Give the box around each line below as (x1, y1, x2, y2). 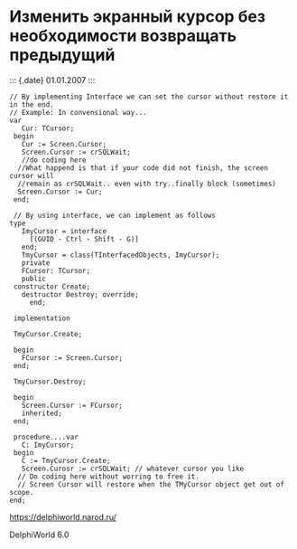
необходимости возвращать (9, 25, 237, 46)
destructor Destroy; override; (21, 289, 140, 299)
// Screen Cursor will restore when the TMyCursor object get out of (17, 479, 284, 489)
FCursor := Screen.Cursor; (21, 353, 124, 363)
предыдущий (9, 45, 116, 65)
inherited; (21, 409, 63, 418)
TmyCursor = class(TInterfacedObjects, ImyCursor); (21, 251, 220, 260)
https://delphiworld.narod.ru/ (9, 511, 117, 522)
